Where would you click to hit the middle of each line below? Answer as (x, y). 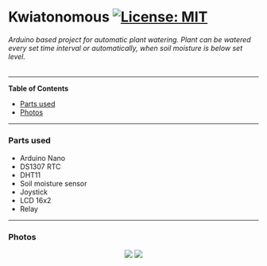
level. (17, 57)
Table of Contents (39, 88)
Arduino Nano (43, 158)
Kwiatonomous (59, 17)
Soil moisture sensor (53, 183)
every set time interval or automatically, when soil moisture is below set (126, 48)
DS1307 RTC (40, 166)
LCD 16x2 (35, 200)
